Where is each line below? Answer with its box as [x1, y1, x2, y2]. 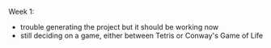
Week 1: [8, 7, 35, 16]
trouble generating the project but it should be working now [19, 22, 219, 31]
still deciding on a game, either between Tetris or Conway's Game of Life [19, 31, 264, 40]
